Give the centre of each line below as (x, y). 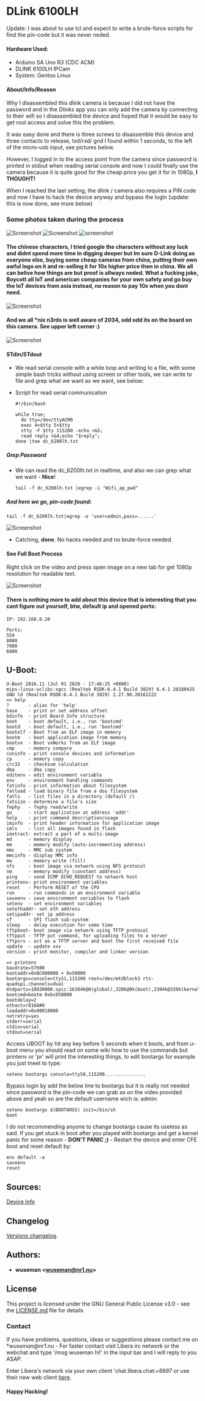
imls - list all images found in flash (61, 829)
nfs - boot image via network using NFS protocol (76, 866)
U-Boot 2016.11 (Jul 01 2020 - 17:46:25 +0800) (68, 684)
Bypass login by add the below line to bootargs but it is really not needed (98, 1086)
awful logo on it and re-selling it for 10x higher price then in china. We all (100, 266)
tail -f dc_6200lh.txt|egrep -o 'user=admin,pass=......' (81, 516)
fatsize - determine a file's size (52, 802)
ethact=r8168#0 (26, 1005)
